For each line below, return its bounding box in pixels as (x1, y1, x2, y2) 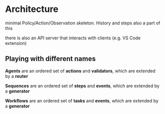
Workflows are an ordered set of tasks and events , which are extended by (5, 98, 159, 104)
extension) (5, 40, 27, 46)
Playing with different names (5, 55, 96, 63)
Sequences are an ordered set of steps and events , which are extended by (5, 83, 160, 89)
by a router (5, 73, 28, 79)
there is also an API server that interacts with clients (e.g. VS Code (5, 35, 141, 41)
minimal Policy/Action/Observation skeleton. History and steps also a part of (5, 20, 161, 26)
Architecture (5, 3, 58, 15)
